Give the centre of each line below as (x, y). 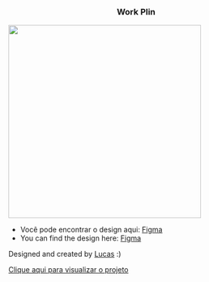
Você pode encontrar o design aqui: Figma (91, 230)
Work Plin (136, 11)
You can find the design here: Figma (81, 238)
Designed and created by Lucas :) (65, 254)
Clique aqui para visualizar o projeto (68, 270)
